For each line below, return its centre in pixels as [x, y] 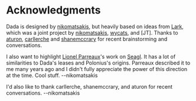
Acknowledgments [54, 10]
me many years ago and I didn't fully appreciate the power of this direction [97, 69]
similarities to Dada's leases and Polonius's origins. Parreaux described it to [98, 63]
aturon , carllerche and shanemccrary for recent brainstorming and [87, 39]
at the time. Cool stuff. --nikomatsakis [52, 75]
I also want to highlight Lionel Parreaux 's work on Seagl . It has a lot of [91, 56]
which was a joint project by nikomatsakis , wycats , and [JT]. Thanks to [92, 32]
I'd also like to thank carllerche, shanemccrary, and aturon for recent [89, 86]
